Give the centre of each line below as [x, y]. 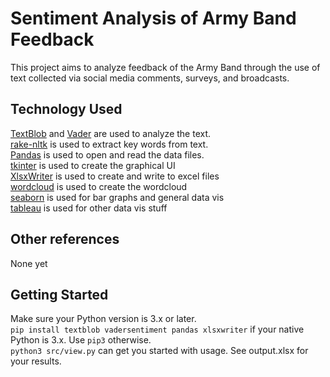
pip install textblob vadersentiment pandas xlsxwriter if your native [157, 329]
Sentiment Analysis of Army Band [153, 18]
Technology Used [66, 109]
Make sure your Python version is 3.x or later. [103, 319]
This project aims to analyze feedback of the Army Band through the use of [165, 67]
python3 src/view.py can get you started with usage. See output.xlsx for [159, 351]
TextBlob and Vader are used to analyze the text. [111, 133]
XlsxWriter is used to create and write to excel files [115, 176]
